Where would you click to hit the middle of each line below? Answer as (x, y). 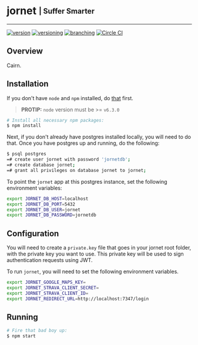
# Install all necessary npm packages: (56, 120)
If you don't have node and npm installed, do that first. (70, 98)
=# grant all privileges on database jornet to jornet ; (76, 170)
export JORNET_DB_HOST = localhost (48, 198)
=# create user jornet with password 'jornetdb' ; (69, 160)
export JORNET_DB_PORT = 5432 (41, 204)
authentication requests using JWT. (50, 260)
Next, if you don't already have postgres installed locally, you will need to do (99, 137)
